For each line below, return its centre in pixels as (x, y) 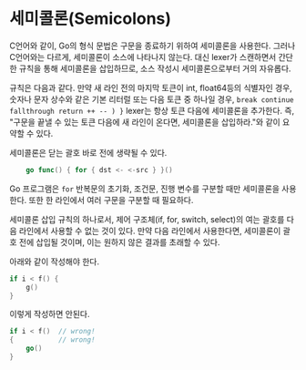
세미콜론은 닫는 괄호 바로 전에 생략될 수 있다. (88, 152)
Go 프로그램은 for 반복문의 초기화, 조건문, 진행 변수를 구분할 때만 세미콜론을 (145, 189)
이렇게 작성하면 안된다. (50, 314)
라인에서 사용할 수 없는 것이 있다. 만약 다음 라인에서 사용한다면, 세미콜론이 (150, 231)
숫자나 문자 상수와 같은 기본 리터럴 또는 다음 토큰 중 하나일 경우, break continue (152, 99)
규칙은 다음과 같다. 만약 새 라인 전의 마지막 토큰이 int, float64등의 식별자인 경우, (151, 87)
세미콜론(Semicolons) (90, 19)
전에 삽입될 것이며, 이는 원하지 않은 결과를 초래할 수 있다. (119, 242)
